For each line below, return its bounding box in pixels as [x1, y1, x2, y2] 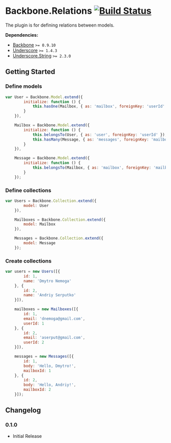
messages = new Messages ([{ [14, 354, 74, 359]
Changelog [5, 406, 41, 415]
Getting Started [5, 67, 55, 76]
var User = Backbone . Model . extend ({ [5, 95, 83, 100]
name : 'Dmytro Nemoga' [23, 278, 72, 284]
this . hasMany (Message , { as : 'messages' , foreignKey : [32, 137, 149, 142]
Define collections [5, 186, 52, 194]
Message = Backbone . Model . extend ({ [14, 156, 90, 161]
